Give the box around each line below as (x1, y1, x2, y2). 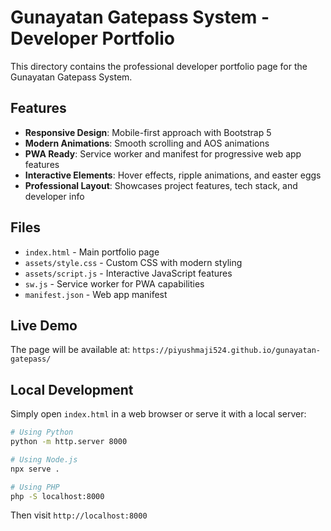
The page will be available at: (10, 344, 131, 356)
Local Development (10, 381, 134, 398)
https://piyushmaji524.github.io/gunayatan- (132, 346, 322, 356)
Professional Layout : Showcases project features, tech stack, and (24, 179, 298, 191)
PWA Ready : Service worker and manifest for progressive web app (24, 147, 302, 160)
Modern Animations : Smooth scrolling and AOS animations (24, 137, 270, 149)
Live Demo (10, 317, 78, 334)
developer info (24, 190, 85, 202)
